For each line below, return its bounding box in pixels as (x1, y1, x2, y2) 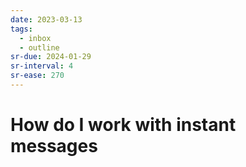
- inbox (19, 33, 52, 43)
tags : (10, 24, 33, 34)
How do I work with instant (10, 114, 237, 136)
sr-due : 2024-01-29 (10, 52, 92, 62)
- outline (19, 42, 60, 53)
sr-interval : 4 (10, 61, 74, 71)
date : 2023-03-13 (10, 14, 83, 25)
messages (10, 135, 98, 158)
